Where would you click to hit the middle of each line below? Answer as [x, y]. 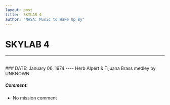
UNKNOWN [17, 74]
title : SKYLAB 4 [24, 15]
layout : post [19, 10]
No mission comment [35, 98]
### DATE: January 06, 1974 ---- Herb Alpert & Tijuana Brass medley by [80, 68]
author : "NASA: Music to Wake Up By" [45, 19]
